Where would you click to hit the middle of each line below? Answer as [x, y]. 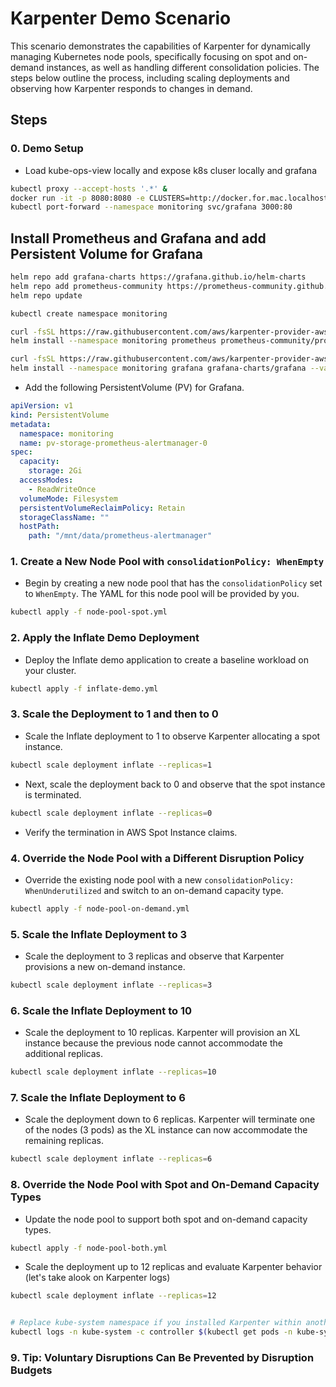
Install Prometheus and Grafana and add [138, 238]
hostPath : [39, 527]
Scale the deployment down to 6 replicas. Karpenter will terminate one [170, 1119]
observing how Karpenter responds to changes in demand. [131, 88]
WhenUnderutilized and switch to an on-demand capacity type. [154, 890]
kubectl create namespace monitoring [89, 313]
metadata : [31, 424]
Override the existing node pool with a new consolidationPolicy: [159, 879]
